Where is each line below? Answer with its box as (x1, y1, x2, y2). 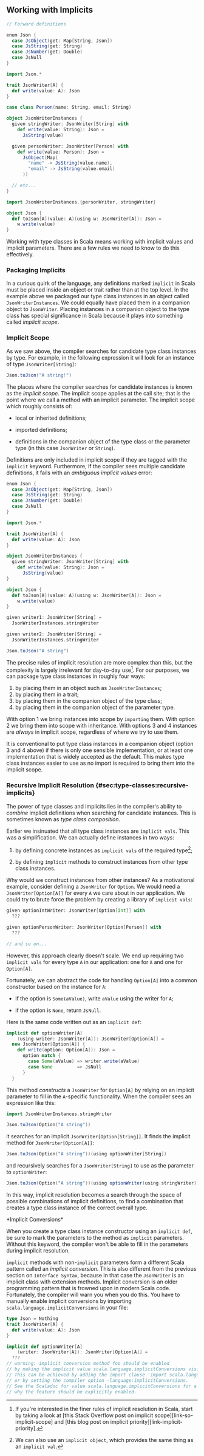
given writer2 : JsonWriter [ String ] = (6, 631, 102, 637)
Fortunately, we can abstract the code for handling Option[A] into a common (6, 976, 197, 983)
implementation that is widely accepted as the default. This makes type (6, 753, 185, 760)
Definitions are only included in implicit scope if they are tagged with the (6, 456, 188, 463)
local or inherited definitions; (15, 414, 87, 422)
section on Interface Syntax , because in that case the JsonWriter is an (6, 1272, 184, 1279)
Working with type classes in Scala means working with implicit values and (6, 238, 194, 245)
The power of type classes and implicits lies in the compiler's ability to (6, 802, 182, 810)
